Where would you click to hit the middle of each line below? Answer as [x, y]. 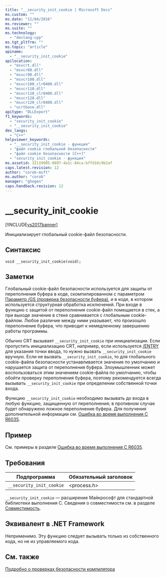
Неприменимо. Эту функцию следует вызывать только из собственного [82, 536]
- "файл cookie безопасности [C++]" [48, 154]
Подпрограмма [36, 477]
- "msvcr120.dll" [28, 98]
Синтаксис [23, 250]
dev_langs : [16, 130]
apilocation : [19, 61]
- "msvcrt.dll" [25, 65]
